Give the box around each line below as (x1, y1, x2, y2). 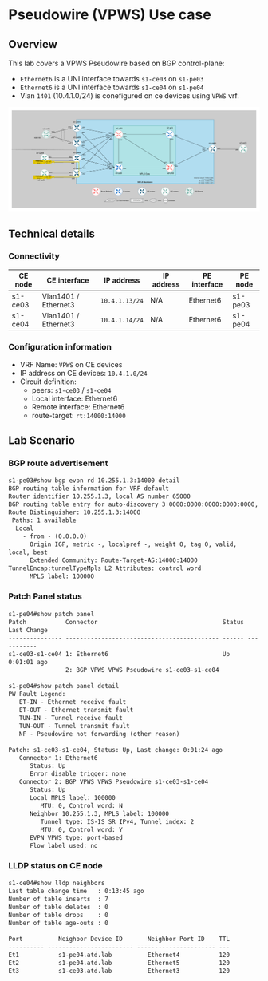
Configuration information (8, 342, 112, 353)
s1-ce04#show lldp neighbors (8, 879, 105, 887)
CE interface (46, 275, 89, 285)
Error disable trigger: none (29, 769, 127, 777)
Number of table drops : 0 (8, 911, 109, 919)
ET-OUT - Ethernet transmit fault (18, 706, 134, 714)
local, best (8, 548, 48, 556)
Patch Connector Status (8, 618, 245, 626)
